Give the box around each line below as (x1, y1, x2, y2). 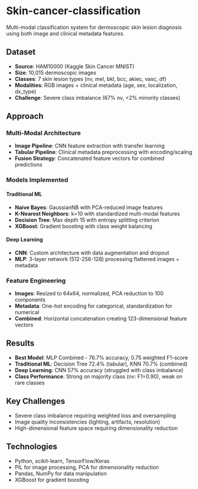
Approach (6, 111, 44, 122)
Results (6, 338, 35, 348)
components (14, 296, 46, 304)
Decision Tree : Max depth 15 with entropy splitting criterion (14, 216, 160, 223)
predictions (14, 161, 43, 168)
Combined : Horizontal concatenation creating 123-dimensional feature (14, 315, 187, 322)
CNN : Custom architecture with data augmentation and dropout (14, 249, 170, 256)
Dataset (6, 47, 36, 57)
